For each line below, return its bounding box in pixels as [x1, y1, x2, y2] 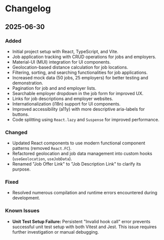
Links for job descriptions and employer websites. [12, 96, 113, 102]
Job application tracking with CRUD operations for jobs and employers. [12, 54, 156, 60]
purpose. [12, 166, 31, 172]
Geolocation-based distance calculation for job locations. [12, 64, 129, 70]
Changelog [5, 3, 51, 14]
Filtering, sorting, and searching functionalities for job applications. [12, 69, 148, 75]
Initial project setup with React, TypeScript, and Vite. [12, 48, 119, 54]
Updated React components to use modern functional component [12, 140, 146, 146]
